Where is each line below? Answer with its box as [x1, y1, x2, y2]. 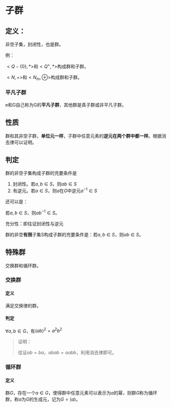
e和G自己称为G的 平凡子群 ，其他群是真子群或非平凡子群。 [5, 101, 127, 108]
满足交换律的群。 [5, 302, 41, 309]
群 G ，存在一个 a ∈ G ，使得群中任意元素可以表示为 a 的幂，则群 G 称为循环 [5, 390, 158, 396]
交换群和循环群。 [5, 262, 41, 269]
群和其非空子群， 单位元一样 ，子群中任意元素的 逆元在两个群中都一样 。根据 [5, 133, 162, 139]
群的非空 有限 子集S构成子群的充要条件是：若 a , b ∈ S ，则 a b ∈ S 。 [5, 231, 144, 237]
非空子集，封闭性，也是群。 [5, 42, 64, 47]
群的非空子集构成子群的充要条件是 [5, 170, 77, 176]
